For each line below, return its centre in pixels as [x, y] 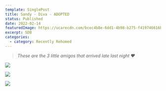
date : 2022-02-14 [23, 23]
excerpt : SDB [19, 32]
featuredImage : [21, 28]
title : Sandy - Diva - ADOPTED [37, 14]
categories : [17, 37]
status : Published [24, 19]
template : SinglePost [27, 10]
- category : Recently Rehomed [41, 42]
